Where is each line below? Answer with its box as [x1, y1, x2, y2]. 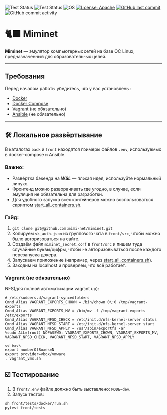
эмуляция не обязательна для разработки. [12, 191, 103, 197]
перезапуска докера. [12, 252, 58, 258]
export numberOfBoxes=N [5, 347, 55, 352]
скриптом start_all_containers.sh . [12, 202, 82, 207]
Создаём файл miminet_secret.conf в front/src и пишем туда [12, 241, 143, 247]
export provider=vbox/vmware [5, 352, 66, 357]
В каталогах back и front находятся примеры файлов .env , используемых [5, 146, 162, 152]
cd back [5, 343, 21, 348]
